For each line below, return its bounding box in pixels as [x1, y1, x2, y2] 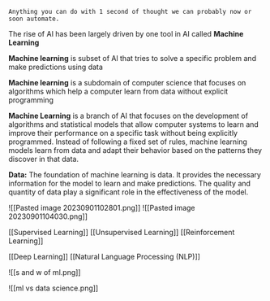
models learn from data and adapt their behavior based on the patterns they [8, 146, 262, 155]
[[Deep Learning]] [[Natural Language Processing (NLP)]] [8, 252, 201, 261]
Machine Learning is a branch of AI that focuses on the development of [8, 111, 249, 120]
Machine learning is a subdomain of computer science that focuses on [8, 78, 246, 87]
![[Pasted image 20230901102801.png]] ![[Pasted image [8, 203, 196, 212]
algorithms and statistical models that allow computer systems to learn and [8, 120, 259, 129]
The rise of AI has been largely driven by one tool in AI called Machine [8, 29, 244, 38]
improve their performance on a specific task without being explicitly [8, 129, 238, 137]
